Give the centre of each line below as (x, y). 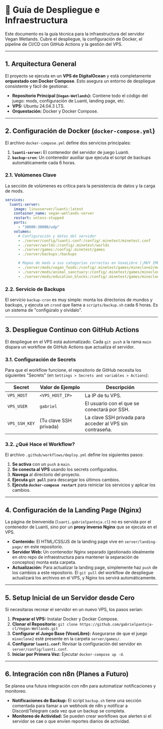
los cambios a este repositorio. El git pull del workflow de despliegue (83, 573)
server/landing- (141, 542)
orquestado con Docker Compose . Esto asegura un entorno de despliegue (80, 81)
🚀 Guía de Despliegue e (53, 10)
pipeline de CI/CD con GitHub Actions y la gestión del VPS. (64, 44)
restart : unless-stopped (39, 218)
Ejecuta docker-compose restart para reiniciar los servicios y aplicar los (84, 485)
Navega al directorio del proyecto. (46, 475)
